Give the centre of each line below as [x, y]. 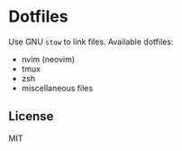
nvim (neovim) [48, 59]
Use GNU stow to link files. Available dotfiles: [91, 42]
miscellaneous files [57, 88]
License [31, 116]
